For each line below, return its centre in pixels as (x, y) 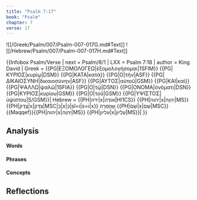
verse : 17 (18, 28)
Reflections (28, 191)
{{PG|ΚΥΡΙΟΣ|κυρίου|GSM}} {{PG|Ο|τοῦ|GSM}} (64, 94)
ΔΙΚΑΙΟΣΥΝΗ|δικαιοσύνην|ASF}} (46, 81)
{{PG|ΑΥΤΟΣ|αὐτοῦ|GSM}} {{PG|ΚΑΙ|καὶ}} (138, 81)
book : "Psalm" (24, 17)
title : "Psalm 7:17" (31, 11)
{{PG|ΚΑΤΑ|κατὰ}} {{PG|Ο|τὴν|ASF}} (105, 75)
